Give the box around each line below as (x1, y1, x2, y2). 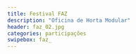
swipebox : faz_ (7, 36, 52, 43)
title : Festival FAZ (7, 10, 68, 18)
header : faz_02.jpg (7, 23, 65, 30)
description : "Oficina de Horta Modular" (7, 17, 131, 24)
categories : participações (7, 29, 87, 37)
